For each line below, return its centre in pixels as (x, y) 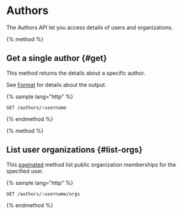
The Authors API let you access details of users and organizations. (90, 27)
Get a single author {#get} (57, 58)
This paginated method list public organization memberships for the (91, 164)
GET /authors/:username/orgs (43, 194)
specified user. (25, 171)
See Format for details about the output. (56, 85)
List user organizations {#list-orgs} (75, 150)
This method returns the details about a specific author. (76, 73)
